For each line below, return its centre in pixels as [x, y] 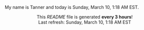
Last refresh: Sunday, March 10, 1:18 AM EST [85, 22]
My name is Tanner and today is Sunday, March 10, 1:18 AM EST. [72, 7]
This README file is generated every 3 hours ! [85, 17]
